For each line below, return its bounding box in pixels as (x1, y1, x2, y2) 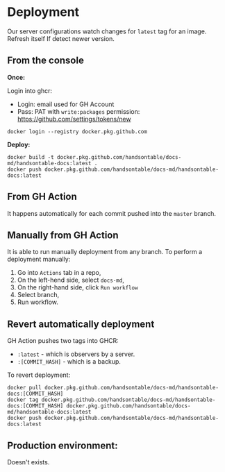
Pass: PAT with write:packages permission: (17, 107, 140, 115)
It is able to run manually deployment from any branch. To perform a (7, 248, 203, 256)
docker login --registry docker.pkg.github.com (7, 128, 148, 135)
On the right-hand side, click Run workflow (17, 283, 138, 292)
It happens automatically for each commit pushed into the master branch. (7, 209, 217, 217)
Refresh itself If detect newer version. (7, 34, 115, 42)
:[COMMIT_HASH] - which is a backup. (17, 357, 122, 366)
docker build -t (7, 153, 54, 160)
